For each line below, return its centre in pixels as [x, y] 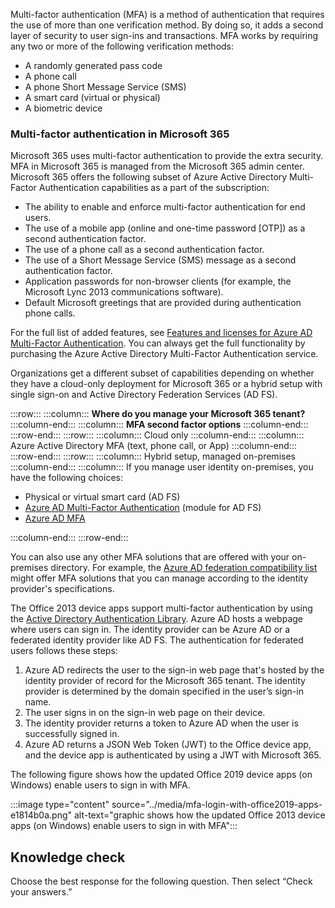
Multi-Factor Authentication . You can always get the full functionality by [158, 343]
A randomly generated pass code [93, 65]
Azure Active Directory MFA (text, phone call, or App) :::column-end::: [153, 446]
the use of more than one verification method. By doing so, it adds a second [167, 25]
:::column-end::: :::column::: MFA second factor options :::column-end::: [159, 425]
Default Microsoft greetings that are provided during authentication [163, 303]
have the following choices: [66, 478]
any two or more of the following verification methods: [122, 46]
